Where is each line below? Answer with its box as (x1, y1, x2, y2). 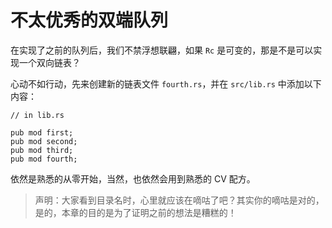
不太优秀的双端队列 (10, 9, 169, 32)
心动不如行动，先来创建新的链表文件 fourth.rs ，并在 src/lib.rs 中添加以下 (10, 77, 322, 90)
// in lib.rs (10, 110, 65, 120)
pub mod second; (10, 136, 78, 146)
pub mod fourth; (10, 154, 78, 164)
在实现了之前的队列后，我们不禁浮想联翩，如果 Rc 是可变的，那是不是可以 (10, 44, 314, 56)
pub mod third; (10, 145, 74, 155)
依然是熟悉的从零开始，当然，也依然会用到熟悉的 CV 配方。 (10, 172, 256, 185)
